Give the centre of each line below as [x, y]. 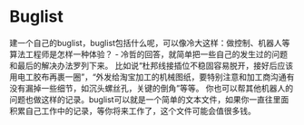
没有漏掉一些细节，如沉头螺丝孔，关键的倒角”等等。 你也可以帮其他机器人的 [152, 88]
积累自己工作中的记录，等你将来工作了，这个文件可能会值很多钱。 [132, 111]
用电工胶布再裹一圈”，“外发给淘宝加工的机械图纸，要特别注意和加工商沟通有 [152, 77]
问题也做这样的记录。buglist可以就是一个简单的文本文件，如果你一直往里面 [149, 99]
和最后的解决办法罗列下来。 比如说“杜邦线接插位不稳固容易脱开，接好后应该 [152, 65]
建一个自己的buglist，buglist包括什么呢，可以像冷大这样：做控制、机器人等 [150, 43]
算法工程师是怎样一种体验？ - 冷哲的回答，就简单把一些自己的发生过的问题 [149, 54]
